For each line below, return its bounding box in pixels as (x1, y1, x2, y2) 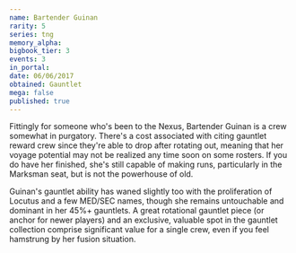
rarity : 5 (9, 22, 47, 31)
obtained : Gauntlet (9, 80, 83, 89)
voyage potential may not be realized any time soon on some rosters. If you (9, 150, 288, 161)
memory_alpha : (9, 38, 63, 48)
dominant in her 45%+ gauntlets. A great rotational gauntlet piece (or (9, 205, 265, 216)
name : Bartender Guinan (9, 13, 99, 22)
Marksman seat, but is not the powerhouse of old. (9, 169, 194, 179)
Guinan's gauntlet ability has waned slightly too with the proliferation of (9, 186, 273, 197)
